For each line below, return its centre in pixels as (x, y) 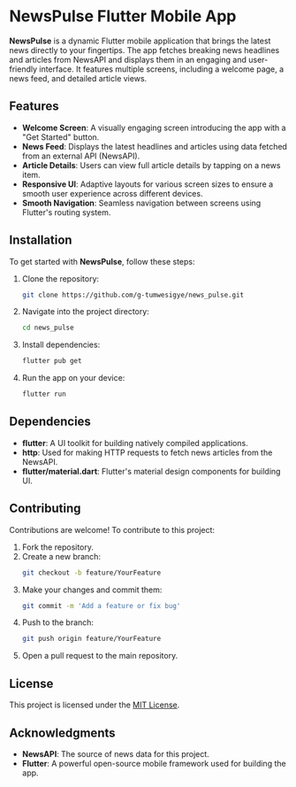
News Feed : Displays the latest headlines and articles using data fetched (154, 146)
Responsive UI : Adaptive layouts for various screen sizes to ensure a (148, 184)
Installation (41, 240)
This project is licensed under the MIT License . (95, 705)
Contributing (45, 509)
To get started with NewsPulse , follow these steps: (102, 261)
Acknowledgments (63, 733)
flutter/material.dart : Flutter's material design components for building (151, 471)
